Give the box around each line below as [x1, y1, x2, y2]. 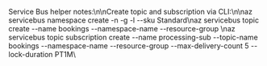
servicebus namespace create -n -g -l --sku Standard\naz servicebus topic [8, 15, 260, 25]
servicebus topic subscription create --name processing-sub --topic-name [8, 32, 258, 42]
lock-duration [8, 50, 53, 59]
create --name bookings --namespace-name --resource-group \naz [8, 24, 236, 33]
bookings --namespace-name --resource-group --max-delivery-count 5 [8, 41, 249, 51]
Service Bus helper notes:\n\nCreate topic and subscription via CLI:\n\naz [8, 7, 252, 16]
